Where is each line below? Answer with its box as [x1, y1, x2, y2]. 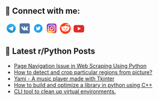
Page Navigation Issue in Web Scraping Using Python [13, 62, 147, 69]
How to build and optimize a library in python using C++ [13, 81, 153, 88]
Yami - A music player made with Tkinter [13, 75, 115, 82]
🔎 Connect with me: [5, 6, 80, 16]
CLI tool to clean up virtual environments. [13, 88, 116, 95]
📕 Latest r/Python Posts [5, 46, 96, 57]
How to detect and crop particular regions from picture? [13, 69, 152, 76]
